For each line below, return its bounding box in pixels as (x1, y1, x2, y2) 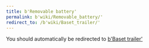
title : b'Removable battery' (6, 8, 77, 15)
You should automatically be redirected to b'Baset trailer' (6, 36, 143, 43)
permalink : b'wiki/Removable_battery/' (6, 14, 103, 20)
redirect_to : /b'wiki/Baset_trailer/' (6, 19, 101, 25)
